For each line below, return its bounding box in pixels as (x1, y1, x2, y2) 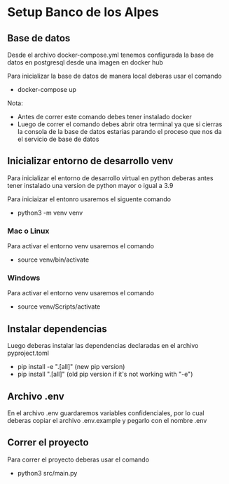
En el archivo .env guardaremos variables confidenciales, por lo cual (7, 409, 204, 417)
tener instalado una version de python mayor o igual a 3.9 (7, 181, 174, 189)
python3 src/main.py (17, 469, 78, 477)
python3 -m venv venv (17, 208, 83, 217)
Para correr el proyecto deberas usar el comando (7, 455, 149, 464)
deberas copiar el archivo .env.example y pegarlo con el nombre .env (7, 417, 207, 425)
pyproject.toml (7, 349, 49, 358)
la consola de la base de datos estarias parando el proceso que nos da (17, 128, 222, 135)
